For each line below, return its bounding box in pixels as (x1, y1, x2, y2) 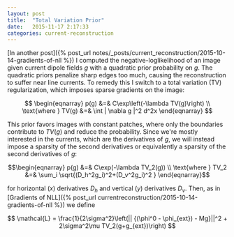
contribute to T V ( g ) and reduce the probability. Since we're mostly (7, 128, 198, 136)
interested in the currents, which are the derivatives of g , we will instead (7, 135, 215, 144)
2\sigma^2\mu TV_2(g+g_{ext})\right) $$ (59, 222, 176, 230)
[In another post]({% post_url (7, 49, 92, 57)
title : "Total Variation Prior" (7, 17, 105, 24)
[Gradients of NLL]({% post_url (7, 193, 96, 202)
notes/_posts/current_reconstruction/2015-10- (92, 49, 226, 57)
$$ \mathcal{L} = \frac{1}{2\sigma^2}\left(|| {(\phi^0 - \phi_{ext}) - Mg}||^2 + (7, 214, 228, 223)
